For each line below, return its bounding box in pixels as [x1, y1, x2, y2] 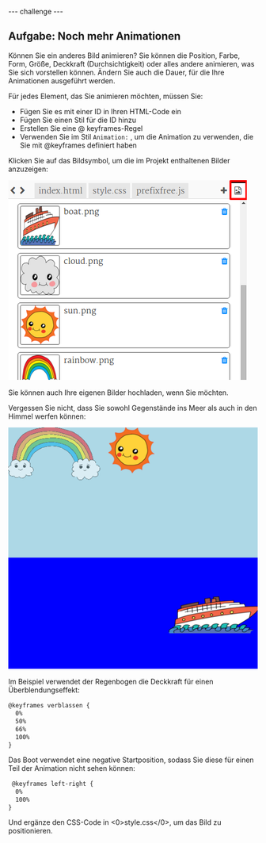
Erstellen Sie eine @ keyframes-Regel [19, 123, 143, 133]
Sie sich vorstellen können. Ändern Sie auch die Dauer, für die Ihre [8, 67, 225, 77]
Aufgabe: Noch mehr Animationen [8, 29, 181, 43]
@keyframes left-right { [11, 780, 93, 788]
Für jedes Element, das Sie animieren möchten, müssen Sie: [8, 91, 203, 101]
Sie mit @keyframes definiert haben [19, 140, 137, 150]
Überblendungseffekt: [8, 685, 81, 695]
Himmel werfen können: [8, 412, 86, 421]
